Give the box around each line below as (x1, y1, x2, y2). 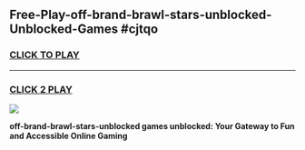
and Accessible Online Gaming (9, 130, 128, 141)
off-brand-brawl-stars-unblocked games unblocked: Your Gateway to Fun (9, 120, 295, 131)
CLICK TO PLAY (9, 49, 80, 62)
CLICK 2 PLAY (9, 83, 73, 95)
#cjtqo (121, 22, 159, 37)
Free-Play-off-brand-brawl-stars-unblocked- (9, 7, 272, 23)
